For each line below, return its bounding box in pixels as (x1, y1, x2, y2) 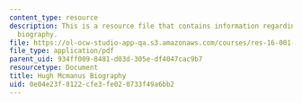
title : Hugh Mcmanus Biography (9, 72, 127, 81)
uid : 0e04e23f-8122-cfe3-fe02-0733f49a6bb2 (9, 80, 175, 89)
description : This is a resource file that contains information (9, 21, 259, 30)
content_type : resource (9, 13, 99, 22)
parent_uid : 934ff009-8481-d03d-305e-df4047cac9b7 (9, 55, 203, 64)
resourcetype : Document (9, 64, 99, 73)
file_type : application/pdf (9, 47, 115, 56)
